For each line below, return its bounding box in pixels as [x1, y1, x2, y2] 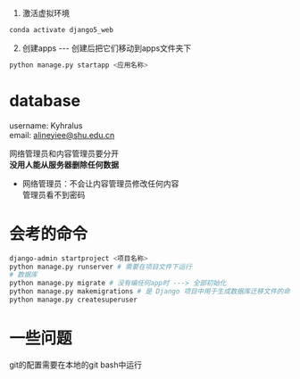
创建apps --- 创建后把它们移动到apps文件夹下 [21, 43, 192, 54]
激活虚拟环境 [21, 8, 70, 18]
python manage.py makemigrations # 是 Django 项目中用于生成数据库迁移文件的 [9, 287, 284, 296]
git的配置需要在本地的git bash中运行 [9, 359, 143, 370]
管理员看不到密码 [21, 189, 86, 200]
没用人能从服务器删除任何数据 [9, 159, 119, 169]
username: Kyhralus [9, 119, 83, 131]
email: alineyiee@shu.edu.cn [9, 129, 115, 140]
